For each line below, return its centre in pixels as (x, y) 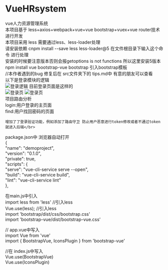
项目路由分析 (18, 99)
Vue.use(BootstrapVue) (29, 256)
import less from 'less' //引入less (39, 202)
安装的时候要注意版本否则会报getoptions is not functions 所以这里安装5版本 (83, 61)
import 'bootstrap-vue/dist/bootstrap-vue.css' (53, 219)
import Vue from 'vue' (28, 235)
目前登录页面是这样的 (51, 86)
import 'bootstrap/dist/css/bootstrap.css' (48, 214)
